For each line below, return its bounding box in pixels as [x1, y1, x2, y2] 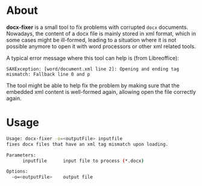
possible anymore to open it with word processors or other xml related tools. [6, 43, 196, 50]
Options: [6, 169, 28, 175]
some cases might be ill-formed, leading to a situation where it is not [6, 36, 177, 43]
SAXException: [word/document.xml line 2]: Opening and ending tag [6, 66, 180, 72]
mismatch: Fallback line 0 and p [6, 71, 90, 77]
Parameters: [6, 152, 36, 158]
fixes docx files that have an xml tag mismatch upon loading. [6, 141, 169, 147]
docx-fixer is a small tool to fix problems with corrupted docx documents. [6, 23, 189, 31]
